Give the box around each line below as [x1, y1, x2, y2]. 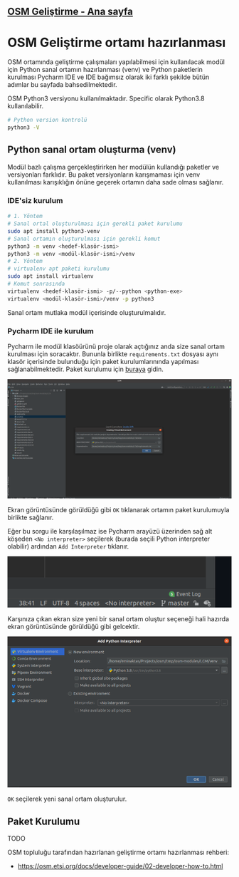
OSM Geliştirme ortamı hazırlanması [7, 34, 226, 51]
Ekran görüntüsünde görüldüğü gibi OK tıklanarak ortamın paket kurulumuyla [7, 506, 230, 514]
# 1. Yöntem [7, 213, 43, 220]
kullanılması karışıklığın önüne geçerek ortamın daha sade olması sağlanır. [7, 177, 224, 186]
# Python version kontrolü [7, 117, 87, 124]
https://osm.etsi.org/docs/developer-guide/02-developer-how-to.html [17, 862, 223, 871]
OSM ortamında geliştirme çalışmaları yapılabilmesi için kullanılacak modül [7, 58, 225, 66]
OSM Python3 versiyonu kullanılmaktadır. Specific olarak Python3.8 [7, 94, 205, 103]
